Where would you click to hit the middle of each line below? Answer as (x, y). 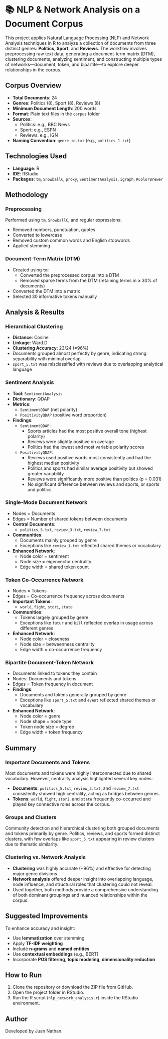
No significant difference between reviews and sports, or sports (93, 484)
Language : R (26, 168)
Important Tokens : (32, 601)
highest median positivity (53, 463)
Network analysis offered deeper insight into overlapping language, (83, 879)
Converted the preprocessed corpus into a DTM (69, 275)
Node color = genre (40, 716)
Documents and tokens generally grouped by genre (73, 695)
